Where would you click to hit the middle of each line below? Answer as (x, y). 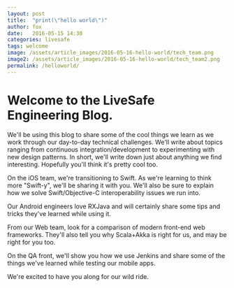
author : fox (24, 27)
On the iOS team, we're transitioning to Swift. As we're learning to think (109, 178)
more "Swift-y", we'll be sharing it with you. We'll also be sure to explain (111, 185)
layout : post (26, 14)
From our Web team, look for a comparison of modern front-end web (107, 227)
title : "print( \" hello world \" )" (58, 20)
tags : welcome (28, 46)
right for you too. (31, 242)
